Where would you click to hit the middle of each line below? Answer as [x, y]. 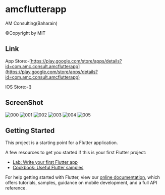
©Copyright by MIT [25, 33]
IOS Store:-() [18, 87]
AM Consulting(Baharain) [32, 23]
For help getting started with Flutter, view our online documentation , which [83, 177]
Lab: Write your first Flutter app [45, 162]
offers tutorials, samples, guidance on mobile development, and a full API [81, 183]
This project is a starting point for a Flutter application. [62, 143]
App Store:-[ [18, 61]
